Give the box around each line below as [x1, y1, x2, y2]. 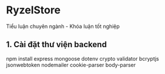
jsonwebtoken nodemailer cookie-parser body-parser [6, 61, 136, 68]
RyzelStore [6, 3, 60, 17]
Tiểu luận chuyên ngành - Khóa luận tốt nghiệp [6, 23, 120, 30]
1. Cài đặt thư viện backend [6, 40, 107, 50]
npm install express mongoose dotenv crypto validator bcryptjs [6, 55, 160, 62]
